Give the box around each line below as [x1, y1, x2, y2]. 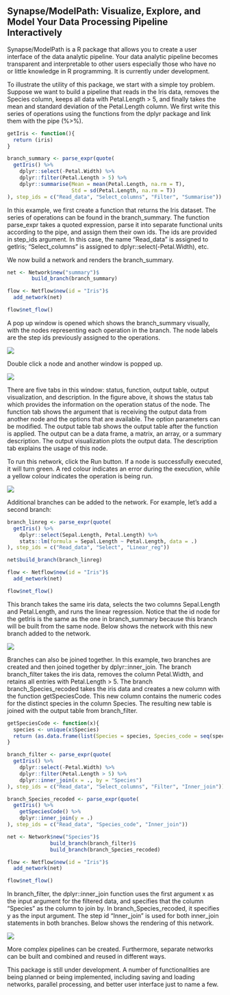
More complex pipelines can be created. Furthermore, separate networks [7, 945, 214, 953]
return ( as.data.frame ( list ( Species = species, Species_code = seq [13, 732, 210, 740]
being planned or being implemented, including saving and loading [7, 973, 195, 981]
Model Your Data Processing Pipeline [7, 16, 168, 28]
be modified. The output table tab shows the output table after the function [7, 422, 218, 430]
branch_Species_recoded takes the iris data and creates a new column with [7, 684, 220, 692]
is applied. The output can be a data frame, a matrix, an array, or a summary [7, 429, 222, 438]
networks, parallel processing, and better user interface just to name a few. [7, 981, 219, 989]
